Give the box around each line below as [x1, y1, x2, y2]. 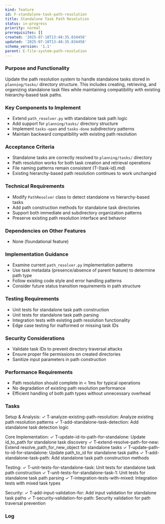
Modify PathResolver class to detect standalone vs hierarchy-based [12, 194, 150, 200]
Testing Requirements [5, 295, 59, 302]
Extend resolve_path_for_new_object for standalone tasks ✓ [5, 444, 127, 450]
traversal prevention [5, 500, 46, 506]
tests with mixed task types [5, 480, 61, 486]
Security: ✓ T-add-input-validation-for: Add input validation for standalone [5, 490, 157, 496]
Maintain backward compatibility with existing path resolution [12, 131, 137, 137]
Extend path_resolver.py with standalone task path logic [12, 116, 128, 121]
